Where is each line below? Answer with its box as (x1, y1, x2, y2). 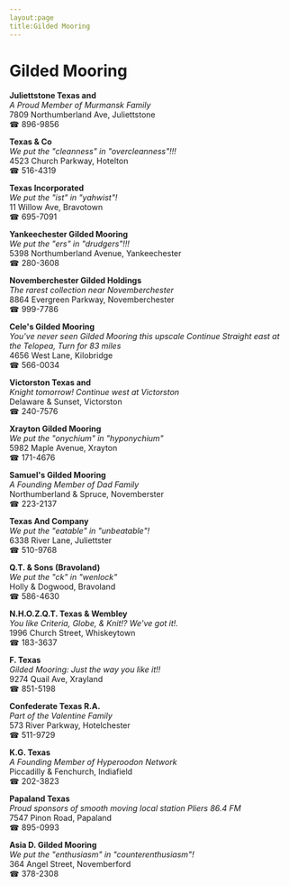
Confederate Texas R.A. (9, 701, 101, 712)
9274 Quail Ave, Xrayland (9, 674, 104, 685)
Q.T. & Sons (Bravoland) (9, 562, 101, 573)
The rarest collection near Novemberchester (9, 285, 174, 296)
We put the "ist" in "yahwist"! (9, 192, 118, 203)
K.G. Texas (9, 747, 51, 758)
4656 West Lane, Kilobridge (9, 350, 113, 361)
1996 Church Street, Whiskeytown (9, 628, 136, 639)
